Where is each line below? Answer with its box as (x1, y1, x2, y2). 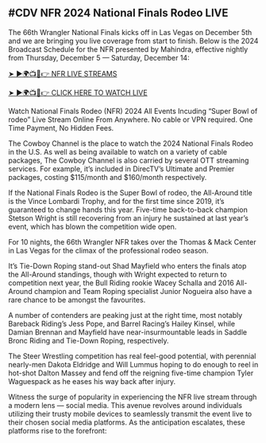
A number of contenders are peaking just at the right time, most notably (8, 310, 243, 320)
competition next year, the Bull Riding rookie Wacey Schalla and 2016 (8, 278, 234, 288)
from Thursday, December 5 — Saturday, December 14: (8, 53, 190, 62)
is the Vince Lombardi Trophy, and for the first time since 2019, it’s (8, 196, 225, 206)
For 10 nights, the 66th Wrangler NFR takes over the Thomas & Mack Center (8, 237, 256, 246)
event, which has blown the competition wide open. (8, 221, 177, 231)
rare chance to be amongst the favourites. (8, 295, 146, 304)
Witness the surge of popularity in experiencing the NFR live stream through (8, 392, 257, 402)
